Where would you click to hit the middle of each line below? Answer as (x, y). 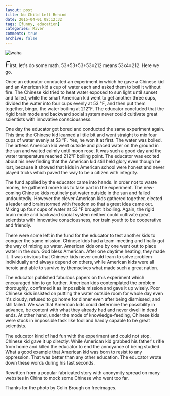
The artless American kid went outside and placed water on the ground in (82, 145)
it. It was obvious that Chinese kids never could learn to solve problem (79, 256)
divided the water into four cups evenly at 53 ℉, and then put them (75, 103)
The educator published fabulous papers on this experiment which (75, 277)
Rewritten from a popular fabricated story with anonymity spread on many (82, 372)
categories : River (25, 29)
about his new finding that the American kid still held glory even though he (83, 161)
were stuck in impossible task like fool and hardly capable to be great (78, 320)
